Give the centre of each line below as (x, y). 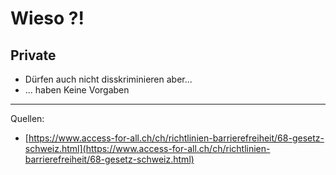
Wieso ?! (47, 18)
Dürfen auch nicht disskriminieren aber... (108, 79)
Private (33, 55)
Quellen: (27, 118)
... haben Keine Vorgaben (77, 90)
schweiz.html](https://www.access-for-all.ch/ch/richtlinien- (147, 148)
